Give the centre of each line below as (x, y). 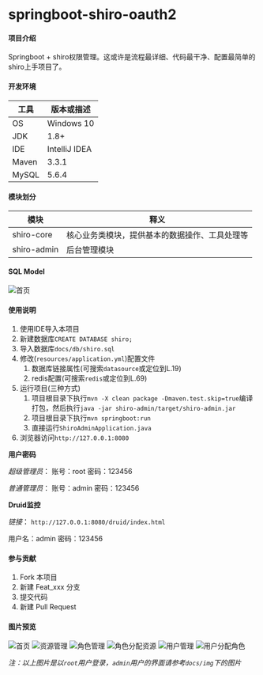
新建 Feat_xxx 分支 (50, 587)
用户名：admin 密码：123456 (56, 539)
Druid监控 (24, 505)
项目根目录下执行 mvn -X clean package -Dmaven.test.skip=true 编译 (142, 398)
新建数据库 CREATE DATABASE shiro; (76, 339)
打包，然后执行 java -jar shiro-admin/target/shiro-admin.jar (133, 408)
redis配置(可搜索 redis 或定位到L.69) (89, 378)
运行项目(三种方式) (50, 389)
